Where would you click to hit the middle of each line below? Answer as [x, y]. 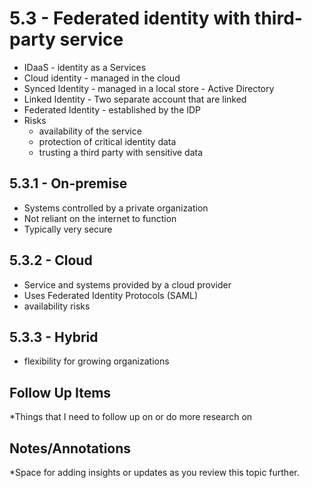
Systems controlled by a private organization [116, 208]
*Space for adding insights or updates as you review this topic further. [154, 472]
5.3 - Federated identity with [130, 18]
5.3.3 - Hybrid [54, 337]
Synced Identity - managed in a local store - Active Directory [149, 88]
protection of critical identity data [107, 141]
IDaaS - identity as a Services [85, 67]
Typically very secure [68, 229]
